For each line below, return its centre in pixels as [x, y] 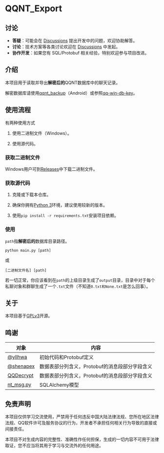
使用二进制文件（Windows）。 [42, 133]
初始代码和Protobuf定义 [67, 357]
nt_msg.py [20, 385]
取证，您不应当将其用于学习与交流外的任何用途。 [54, 445]
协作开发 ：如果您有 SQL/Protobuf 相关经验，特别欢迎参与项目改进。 [81, 53]
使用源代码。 [25, 143]
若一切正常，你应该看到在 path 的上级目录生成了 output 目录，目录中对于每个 [80, 280]
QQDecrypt [20, 375]
